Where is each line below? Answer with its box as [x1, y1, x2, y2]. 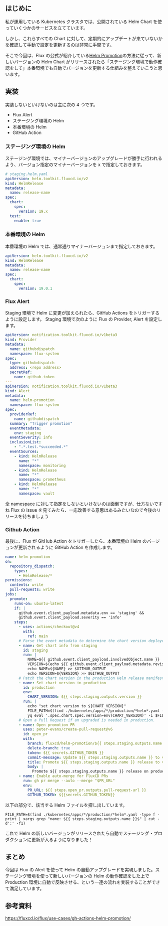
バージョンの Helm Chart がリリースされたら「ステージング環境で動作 [13, 59, 158, 65]
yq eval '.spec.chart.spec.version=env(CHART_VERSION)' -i [27, 713, 153, 718]
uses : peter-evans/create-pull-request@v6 [23, 727, 113, 732]
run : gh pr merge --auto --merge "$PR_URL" [23, 779, 115, 784]
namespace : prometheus [18, 477, 66, 482]
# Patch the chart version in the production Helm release [18, 676, 144, 681]
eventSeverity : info [9, 435, 52, 440]
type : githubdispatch [9, 360, 55, 366]
